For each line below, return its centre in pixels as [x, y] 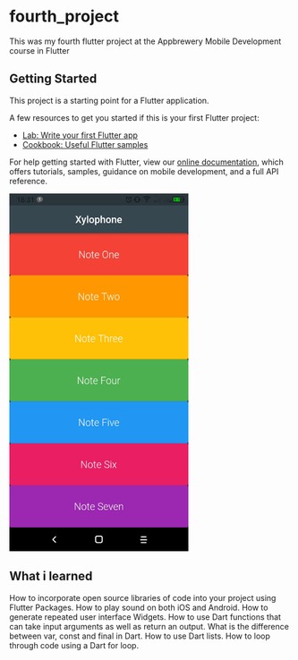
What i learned [51, 576]
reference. [28, 181]
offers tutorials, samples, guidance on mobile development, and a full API [144, 171]
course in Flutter [39, 50]
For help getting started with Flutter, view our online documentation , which [147, 162]
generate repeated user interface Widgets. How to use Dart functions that [145, 617]
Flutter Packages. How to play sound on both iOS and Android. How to [139, 607]
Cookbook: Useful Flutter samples [85, 144]
